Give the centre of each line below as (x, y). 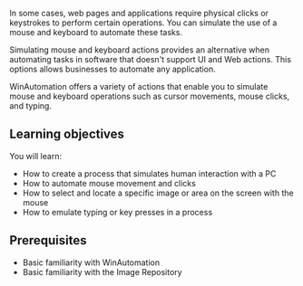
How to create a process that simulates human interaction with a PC (149, 173)
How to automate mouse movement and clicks (109, 183)
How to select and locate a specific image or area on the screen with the (158, 193)
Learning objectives (67, 134)
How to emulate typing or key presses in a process (117, 212)
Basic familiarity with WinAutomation (91, 262)
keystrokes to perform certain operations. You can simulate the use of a (143, 23)
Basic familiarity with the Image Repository (103, 272)
